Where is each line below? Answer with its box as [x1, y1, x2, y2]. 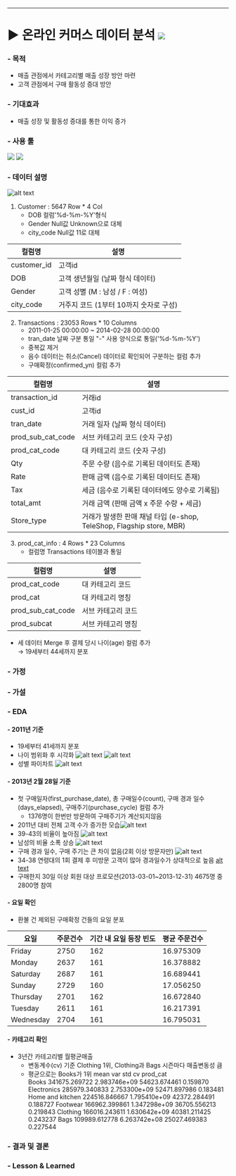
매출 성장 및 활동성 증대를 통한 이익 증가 [17, 117, 126, 125]
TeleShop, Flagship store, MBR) [81, 521, 186, 531]
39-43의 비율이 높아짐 [17, 829, 79, 838]
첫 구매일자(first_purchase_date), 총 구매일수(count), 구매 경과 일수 [17, 794, 205, 803]
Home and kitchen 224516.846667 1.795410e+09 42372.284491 [27, 1092, 215, 1101]
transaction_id [11, 392, 58, 402]
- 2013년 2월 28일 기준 [7, 777, 72, 785]
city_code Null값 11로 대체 [27, 228, 100, 237]
